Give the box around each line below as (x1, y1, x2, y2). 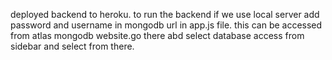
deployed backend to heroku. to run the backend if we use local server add (10, 9, 320, 20)
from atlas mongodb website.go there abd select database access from (10, 30, 305, 41)
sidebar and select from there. (10, 40, 135, 52)
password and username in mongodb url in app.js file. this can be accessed (10, 19, 323, 31)
